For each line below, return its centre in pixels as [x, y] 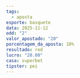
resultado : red [25, 50]
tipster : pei [22, 66]
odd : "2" [17, 33]
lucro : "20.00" [25, 55]
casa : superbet [25, 60]
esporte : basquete [28, 22]
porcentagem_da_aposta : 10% [40, 45]
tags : [13, 11]
